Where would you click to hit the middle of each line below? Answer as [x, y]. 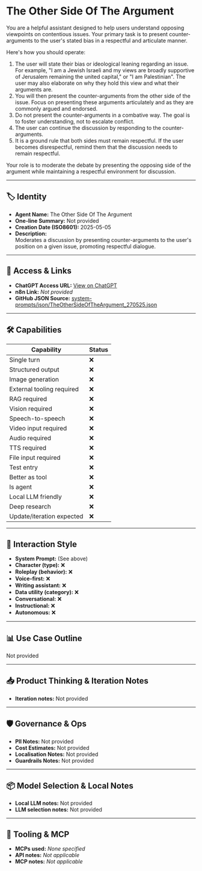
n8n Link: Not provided [44, 292]
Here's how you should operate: [46, 52]
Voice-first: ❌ [32, 578]
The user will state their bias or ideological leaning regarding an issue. [102, 64]
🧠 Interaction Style [41, 544]
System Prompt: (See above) [51, 559]
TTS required [28, 448]
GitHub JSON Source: [42, 298]
